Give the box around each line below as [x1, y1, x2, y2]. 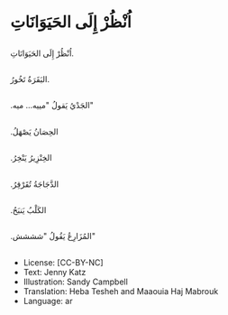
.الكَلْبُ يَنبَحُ [10, 204, 47, 215]
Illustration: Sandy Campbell [23, 276, 129, 287]
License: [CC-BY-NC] [23, 256, 104, 268]
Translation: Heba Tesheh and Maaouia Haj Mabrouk [23, 285, 219, 296]
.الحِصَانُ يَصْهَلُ [10, 125, 59, 137]
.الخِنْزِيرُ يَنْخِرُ [10, 153, 52, 163]
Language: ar [23, 295, 73, 306]
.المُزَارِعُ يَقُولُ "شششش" [10, 231, 96, 242]
